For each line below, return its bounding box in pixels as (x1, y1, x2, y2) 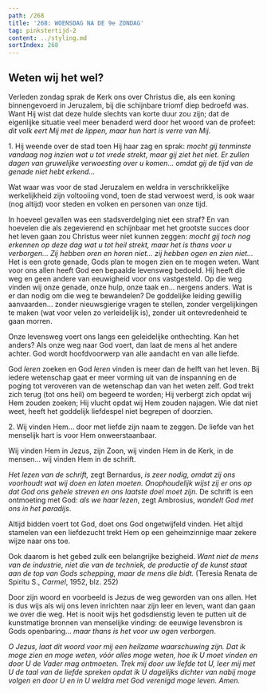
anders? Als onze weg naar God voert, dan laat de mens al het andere (8, 340, 238, 349)
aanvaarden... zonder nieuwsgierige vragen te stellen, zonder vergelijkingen (8, 299, 257, 309)
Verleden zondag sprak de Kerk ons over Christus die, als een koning (8, 92, 236, 101)
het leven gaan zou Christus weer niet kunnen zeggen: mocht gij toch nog (8, 231, 251, 241)
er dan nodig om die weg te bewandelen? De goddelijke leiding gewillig (8, 290, 241, 300)
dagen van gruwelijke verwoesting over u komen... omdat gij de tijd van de (8, 158, 253, 167)
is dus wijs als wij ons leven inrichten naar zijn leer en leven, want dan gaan (8, 600, 256, 610)
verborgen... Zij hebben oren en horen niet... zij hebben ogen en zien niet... (8, 248, 253, 258)
